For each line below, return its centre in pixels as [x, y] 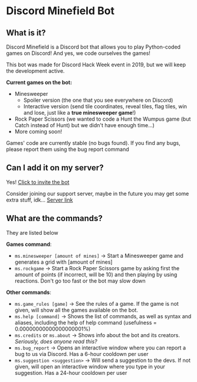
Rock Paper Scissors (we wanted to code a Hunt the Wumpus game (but [103, 119]
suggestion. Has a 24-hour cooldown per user [71, 373]
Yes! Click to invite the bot [38, 182]
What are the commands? [55, 218]
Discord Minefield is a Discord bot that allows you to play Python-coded [93, 47]
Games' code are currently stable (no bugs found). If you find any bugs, [93, 143]
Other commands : [29, 292]
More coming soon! [38, 132]
